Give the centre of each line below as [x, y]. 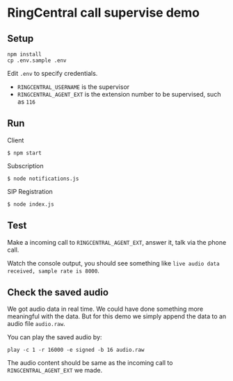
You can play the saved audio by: [55, 337]
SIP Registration [30, 191]
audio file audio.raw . [36, 324]
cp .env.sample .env [37, 60]
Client [16, 140]
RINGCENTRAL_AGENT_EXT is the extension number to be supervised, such [119, 94]
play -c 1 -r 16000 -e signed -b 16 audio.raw [76, 350]
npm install [24, 54]
